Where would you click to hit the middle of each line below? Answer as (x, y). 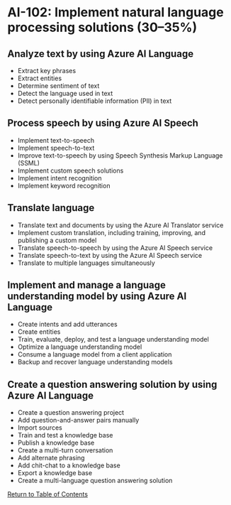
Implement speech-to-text (56, 148)
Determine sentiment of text (58, 86)
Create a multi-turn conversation (65, 450)
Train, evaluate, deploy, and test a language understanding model (113, 340)
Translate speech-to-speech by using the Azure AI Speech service (115, 248)
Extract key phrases (47, 71)
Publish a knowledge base (56, 443)
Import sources (40, 428)
